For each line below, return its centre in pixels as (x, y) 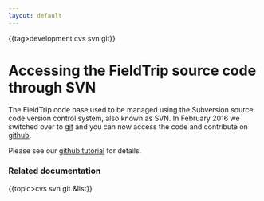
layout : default (35, 16)
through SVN (52, 87)
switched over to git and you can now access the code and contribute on (128, 126)
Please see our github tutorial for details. (75, 150)
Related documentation (55, 171)
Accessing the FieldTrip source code (132, 71)
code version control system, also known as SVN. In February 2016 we (124, 118)
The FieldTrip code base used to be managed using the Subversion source (131, 109)
